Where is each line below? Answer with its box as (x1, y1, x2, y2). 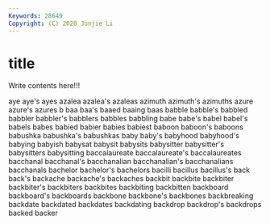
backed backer (8, 208, 58, 218)
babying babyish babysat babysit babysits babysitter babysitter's (8, 139, 224, 150)
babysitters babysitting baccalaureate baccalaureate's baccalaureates (8, 148, 242, 158)
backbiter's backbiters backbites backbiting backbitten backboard (8, 183, 229, 192)
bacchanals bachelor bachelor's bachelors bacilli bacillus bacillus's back (8, 165, 251, 175)
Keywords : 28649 (8, 11, 63, 20)
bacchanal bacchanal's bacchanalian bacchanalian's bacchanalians (8, 157, 234, 167)
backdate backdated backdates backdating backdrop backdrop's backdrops (8, 200, 262, 209)
